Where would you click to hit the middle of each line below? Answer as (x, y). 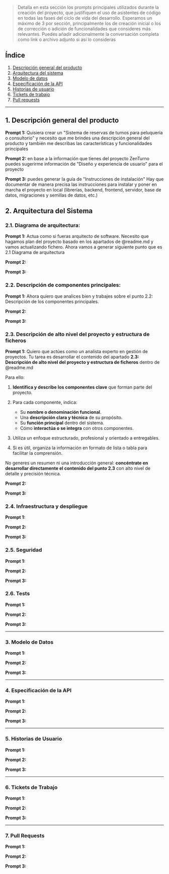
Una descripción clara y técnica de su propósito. (71, 417)
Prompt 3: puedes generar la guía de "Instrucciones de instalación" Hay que (84, 179)
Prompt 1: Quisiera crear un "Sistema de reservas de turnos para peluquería (84, 132)
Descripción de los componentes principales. (52, 301)
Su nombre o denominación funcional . (61, 412)
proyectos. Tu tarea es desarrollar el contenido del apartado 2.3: (72, 357)
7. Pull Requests (25, 836)
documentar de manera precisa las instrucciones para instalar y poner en (81, 184)
